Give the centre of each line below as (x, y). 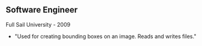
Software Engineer (42, 10)
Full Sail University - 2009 (38, 24)
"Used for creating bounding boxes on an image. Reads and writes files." (105, 36)
